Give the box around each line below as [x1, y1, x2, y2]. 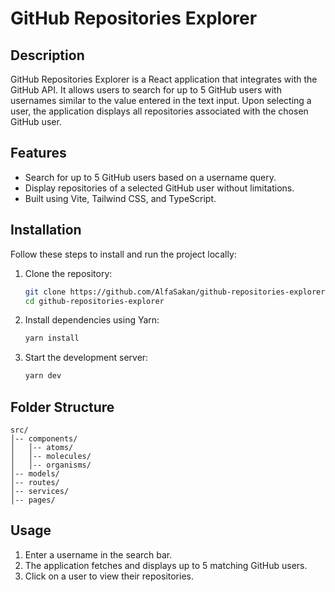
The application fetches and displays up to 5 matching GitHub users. [24, 559, 308, 571]
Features [10, 145, 67, 162]
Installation [10, 222, 82, 239]
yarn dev [24, 371, 62, 381]
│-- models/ [10, 468, 60, 479]
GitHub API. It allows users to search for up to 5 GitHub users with [10, 84, 282, 96]
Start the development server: [24, 352, 149, 364]
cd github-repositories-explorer [24, 296, 165, 306]
